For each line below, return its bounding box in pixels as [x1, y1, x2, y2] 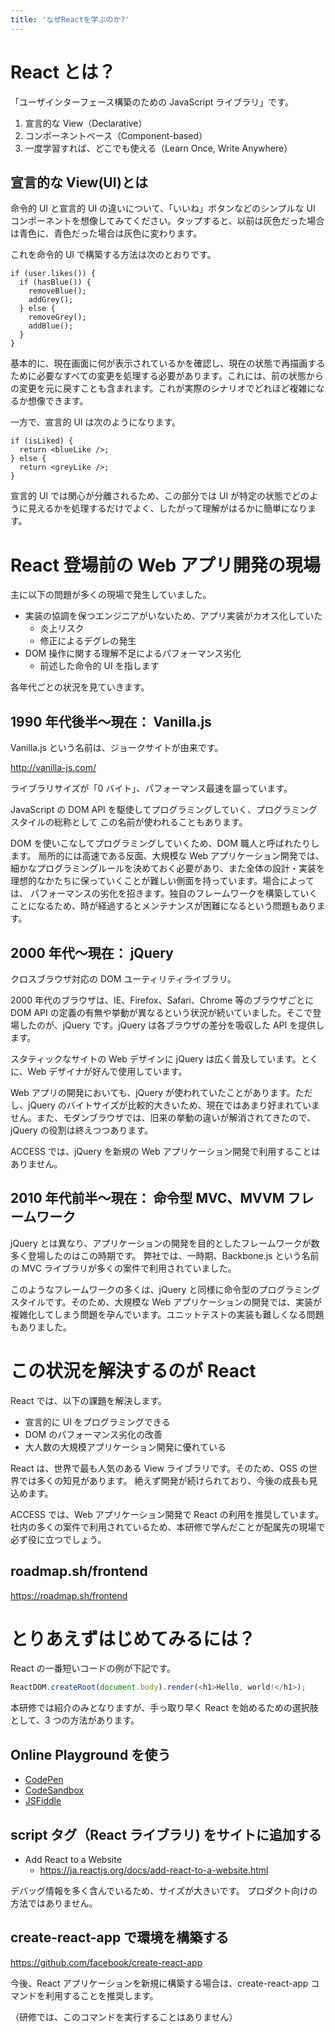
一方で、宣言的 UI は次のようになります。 [10, 416, 182, 428]
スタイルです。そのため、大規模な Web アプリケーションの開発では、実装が [10, 1296, 323, 1308]
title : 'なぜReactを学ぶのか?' [10, 14, 130, 25]
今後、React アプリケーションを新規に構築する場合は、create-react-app [10, 1977, 309, 1989]
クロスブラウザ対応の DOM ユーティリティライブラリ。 [10, 972, 237, 985]
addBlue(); [28, 321, 74, 331]
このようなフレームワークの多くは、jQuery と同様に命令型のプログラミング [10, 1283, 321, 1295]
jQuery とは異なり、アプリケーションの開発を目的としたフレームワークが [10, 1237, 312, 1249]
